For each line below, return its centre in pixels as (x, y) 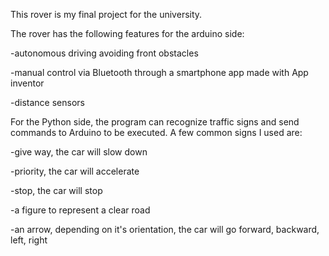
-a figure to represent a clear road (80, 210)
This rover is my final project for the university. (106, 14)
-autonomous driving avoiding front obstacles (104, 53)
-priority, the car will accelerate (75, 171)
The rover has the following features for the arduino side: (127, 33)
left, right (29, 240)
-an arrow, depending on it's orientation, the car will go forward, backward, (165, 229)
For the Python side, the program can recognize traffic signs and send (155, 122)
